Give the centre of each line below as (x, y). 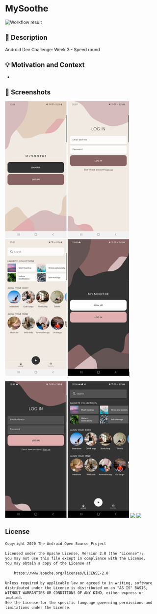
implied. (14, 598)
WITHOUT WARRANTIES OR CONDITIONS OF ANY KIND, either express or (74, 593)
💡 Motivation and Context (45, 65)
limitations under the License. (38, 608)
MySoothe (27, 9)
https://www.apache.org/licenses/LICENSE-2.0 (61, 573)
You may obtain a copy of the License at (48, 563)
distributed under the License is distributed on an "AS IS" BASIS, (77, 588)
